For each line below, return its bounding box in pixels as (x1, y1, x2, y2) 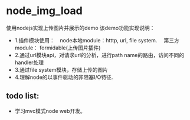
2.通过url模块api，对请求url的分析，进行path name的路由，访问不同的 (14, 51, 185, 58)
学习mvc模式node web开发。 (14, 107, 86, 114)
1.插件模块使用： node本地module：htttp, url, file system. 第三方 (14, 36, 180, 44)
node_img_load (6, 4, 83, 18)
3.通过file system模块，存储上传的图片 (14, 66, 108, 73)
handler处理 (14, 59, 44, 66)
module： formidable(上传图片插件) (14, 44, 101, 51)
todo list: (6, 91, 40, 101)
